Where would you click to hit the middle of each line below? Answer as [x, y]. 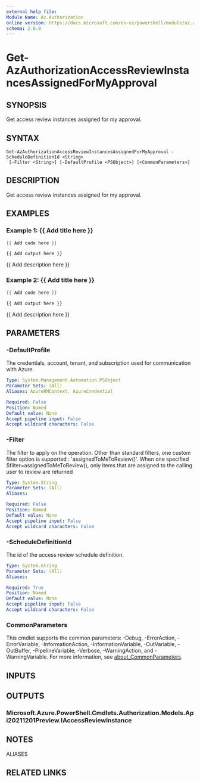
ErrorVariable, [23, 644]
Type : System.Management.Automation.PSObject [63, 380]
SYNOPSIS [26, 105]
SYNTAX [23, 138]
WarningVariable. [27, 657]
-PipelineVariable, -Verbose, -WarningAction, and [93, 651]
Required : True [25, 588]
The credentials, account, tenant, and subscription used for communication [99, 363]
